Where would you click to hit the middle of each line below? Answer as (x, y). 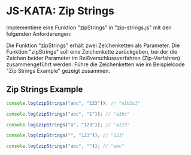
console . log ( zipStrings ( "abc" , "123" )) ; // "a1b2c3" (73, 103)
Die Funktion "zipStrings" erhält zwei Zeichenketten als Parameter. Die (93, 45)
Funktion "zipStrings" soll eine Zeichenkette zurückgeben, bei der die (92, 51)
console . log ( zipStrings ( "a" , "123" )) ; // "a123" (68, 125)
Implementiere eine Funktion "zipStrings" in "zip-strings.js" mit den (89, 27)
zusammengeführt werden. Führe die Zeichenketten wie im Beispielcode (95, 64)
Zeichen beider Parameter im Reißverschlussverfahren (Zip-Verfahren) (93, 58)
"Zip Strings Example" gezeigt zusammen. (58, 70)
